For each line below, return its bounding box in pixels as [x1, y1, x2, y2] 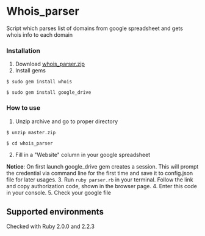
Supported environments [6, 207, 104, 217]
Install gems [15, 67, 46, 74]
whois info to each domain [6, 31, 73, 38]
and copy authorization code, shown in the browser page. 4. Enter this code [6, 182, 197, 189]
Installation [6, 46, 41, 55]
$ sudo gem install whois [6, 78, 72, 85]
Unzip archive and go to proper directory [15, 118, 118, 125]
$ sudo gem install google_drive [6, 89, 92, 96]
